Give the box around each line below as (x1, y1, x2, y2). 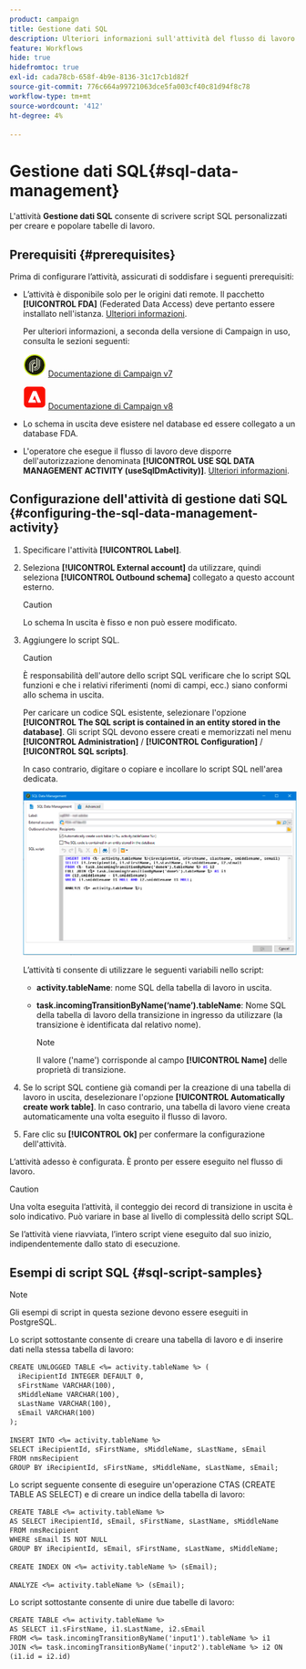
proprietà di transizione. (36, 1065, 127, 1076)
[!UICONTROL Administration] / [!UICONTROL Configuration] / (22, 736, 263, 747)
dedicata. (22, 772, 59, 784)
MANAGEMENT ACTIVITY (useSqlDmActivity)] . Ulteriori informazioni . (22, 466, 290, 476)
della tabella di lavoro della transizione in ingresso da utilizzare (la (36, 1010, 283, 1021)
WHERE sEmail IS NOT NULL (9, 1535, 107, 1545)
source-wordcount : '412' (9, 101, 104, 110)
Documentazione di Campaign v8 (47, 401, 174, 411)
